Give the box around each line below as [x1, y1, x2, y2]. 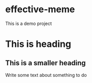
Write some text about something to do [5, 72, 87, 78]
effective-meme [5, 4, 75, 15]
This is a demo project [5, 20, 52, 26]
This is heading [5, 38, 71, 50]
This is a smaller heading [5, 59, 86, 67]
